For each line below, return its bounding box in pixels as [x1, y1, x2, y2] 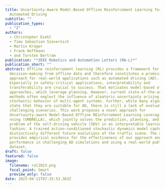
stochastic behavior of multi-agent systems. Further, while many [9, 99, 148, 104]
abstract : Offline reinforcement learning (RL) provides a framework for [5, 67, 160, 72]
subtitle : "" [5, 16, 32, 21]
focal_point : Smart [9, 167, 50, 172]
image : [5, 158, 19, 163]
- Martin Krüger [9, 44, 43, 49]
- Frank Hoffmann [9, 48, 45, 53]
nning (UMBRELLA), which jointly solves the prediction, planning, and [9, 117, 160, 122]
